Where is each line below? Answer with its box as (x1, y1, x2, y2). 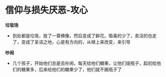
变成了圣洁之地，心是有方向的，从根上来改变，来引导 (21, 38, 131, 45)
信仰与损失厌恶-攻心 (5, 4, 88, 16)
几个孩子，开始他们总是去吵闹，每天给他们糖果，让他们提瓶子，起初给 (12, 60, 157, 66)
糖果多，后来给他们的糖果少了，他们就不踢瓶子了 (21, 66, 122, 72)
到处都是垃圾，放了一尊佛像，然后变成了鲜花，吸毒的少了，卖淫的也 (12, 32, 153, 38)
